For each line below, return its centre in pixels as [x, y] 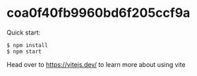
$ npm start [24, 51]
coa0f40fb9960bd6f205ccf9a [98, 13]
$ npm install [28, 45]
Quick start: [23, 32]
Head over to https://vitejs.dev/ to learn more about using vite [96, 64]
